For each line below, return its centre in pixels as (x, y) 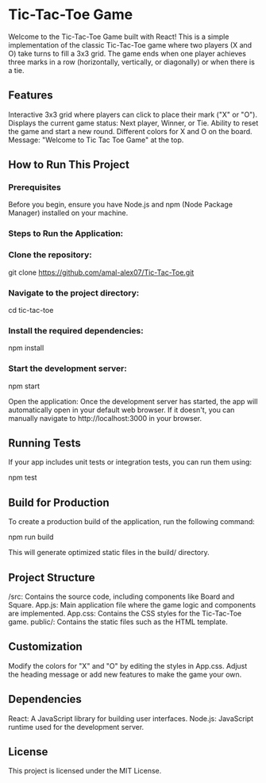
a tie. (16, 70)
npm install (26, 348)
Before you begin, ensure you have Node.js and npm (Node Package (120, 205)
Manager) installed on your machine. (68, 213)
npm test (23, 477)
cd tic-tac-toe (31, 310)
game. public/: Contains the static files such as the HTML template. (118, 622)
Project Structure (52, 577)
